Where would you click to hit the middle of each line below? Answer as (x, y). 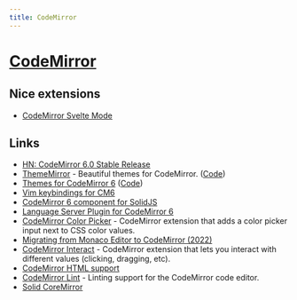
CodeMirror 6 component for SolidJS (90, 202)
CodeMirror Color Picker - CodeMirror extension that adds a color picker (155, 221)
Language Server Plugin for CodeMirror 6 (98, 212)
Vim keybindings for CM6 (68, 193)
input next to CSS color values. (78, 231)
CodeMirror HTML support (70, 268)
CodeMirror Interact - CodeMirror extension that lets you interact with (149, 249)
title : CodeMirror (43, 17)
